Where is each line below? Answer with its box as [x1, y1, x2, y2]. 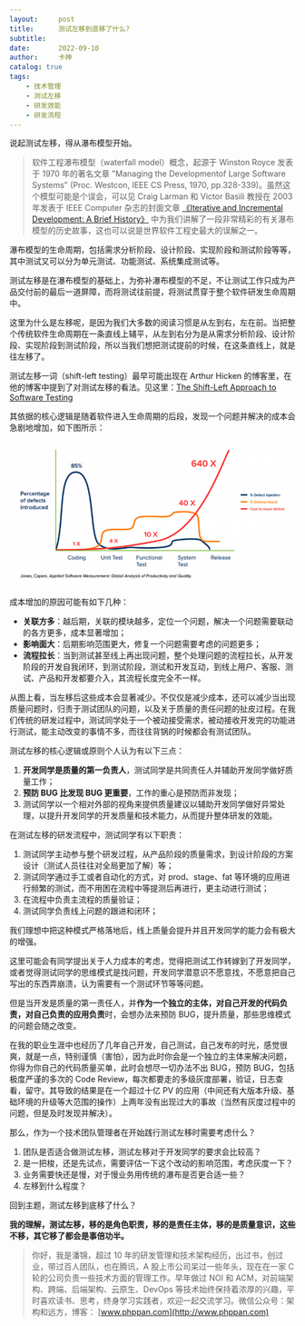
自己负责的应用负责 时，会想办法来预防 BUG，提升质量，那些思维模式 [33, 1009, 291, 1020]
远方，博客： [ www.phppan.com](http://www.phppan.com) [47, 1307, 270, 1318]
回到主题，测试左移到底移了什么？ [9, 1200, 137, 1211]
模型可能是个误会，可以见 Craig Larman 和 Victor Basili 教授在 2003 [39, 191, 293, 202]
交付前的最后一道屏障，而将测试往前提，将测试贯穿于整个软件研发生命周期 [16, 286, 296, 297]
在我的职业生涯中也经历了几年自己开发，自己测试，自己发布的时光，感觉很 [9, 1040, 288, 1051]
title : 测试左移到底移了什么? [9, 24, 130, 34]
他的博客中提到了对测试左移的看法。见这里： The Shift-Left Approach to [9, 382, 277, 393]
